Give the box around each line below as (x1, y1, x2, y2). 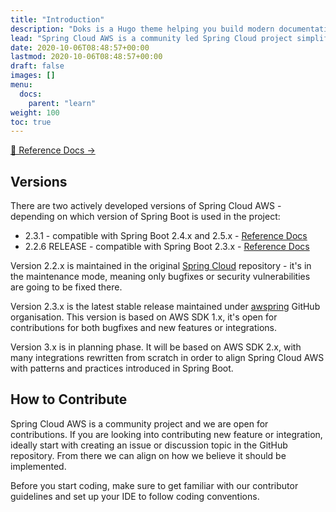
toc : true (10, 117, 52, 127)
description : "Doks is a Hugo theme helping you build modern (10, 24, 275, 34)
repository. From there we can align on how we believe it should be (10, 449, 287, 461)
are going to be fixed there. (10, 281, 123, 293)
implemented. (10, 460, 67, 472)
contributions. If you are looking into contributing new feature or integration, (10, 428, 323, 440)
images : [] (10, 71, 56, 81)
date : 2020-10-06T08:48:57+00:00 (10, 42, 150, 53)
